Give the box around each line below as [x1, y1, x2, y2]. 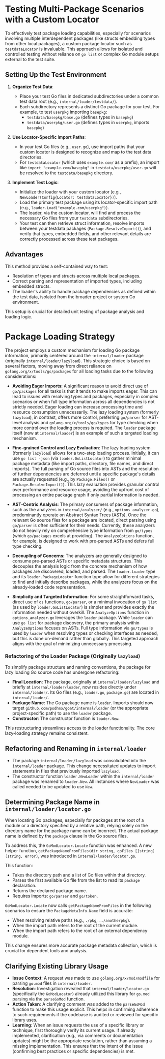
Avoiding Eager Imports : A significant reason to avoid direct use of [12, 383, 148, 389]
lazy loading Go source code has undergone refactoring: [5, 669, 120, 675]
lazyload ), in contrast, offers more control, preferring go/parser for [12, 414, 148, 420]
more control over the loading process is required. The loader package [12, 425, 156, 431]
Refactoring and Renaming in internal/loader [5, 745, 147, 753]
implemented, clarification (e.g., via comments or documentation [12, 1032, 143, 1039]
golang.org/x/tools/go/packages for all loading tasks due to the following [5, 368, 153, 374]
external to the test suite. [5, 56, 55, 62]
